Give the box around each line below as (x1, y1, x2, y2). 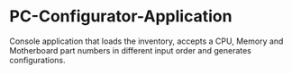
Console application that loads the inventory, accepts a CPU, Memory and (9, 36, 284, 46)
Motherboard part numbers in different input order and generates (9, 45, 252, 55)
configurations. (9, 54, 66, 65)
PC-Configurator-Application (9, 6, 233, 27)
